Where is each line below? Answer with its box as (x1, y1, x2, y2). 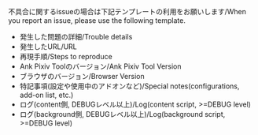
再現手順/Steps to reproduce (19, 52, 112, 61)
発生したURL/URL (19, 42, 77, 51)
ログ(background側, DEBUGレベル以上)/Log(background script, (19, 110, 226, 118)
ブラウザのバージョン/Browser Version (19, 72, 145, 81)
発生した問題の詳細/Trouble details (19, 32, 133, 41)
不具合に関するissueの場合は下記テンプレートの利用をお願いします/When (8, 7, 246, 16)
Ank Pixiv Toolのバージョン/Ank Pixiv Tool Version (19, 62, 182, 71)
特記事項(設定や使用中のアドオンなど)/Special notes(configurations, (19, 81, 240, 91)
